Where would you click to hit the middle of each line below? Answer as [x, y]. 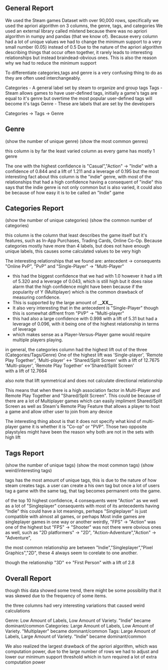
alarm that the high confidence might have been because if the [77, 287]
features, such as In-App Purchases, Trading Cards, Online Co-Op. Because [84, 241]
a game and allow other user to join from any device [59, 412]
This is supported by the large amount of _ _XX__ [62, 303]
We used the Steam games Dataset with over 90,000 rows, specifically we [82, 20]
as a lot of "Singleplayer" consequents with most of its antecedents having [82, 506]
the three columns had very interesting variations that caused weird [75, 605]
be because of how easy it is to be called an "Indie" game [65, 192]
